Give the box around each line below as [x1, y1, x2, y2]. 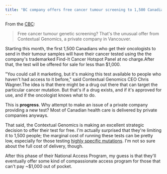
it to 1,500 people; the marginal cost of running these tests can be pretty [5, 132, 153, 138]
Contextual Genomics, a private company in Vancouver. [17, 36, 132, 42]
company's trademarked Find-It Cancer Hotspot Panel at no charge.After [5, 56, 155, 62]
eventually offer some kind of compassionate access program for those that [5, 158, 161, 164]
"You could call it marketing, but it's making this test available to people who [5, 71, 162, 77]
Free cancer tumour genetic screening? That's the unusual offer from [17, 30, 160, 36]
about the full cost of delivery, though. [5, 143, 83, 149]
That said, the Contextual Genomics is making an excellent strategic [5, 122, 144, 128]
